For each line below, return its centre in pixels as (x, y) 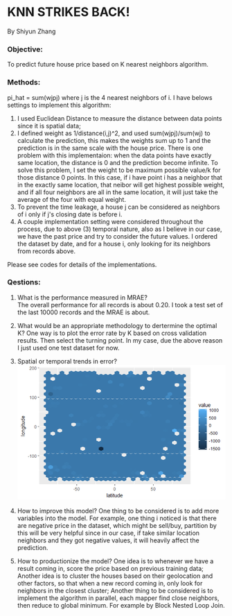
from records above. (46, 251)
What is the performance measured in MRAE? (82, 297)
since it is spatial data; (49, 126)
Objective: (25, 49)
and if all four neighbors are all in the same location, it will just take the (117, 192)
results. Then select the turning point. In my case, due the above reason (120, 340)
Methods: (24, 83)
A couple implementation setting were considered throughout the (110, 221)
